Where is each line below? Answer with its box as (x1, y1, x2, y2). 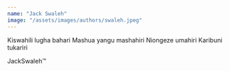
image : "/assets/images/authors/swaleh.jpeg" (7, 17, 142, 24)
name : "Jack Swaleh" (7, 10, 68, 17)
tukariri (7, 43, 28, 52)
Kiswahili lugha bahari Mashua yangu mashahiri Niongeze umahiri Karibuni (7, 35, 223, 44)
